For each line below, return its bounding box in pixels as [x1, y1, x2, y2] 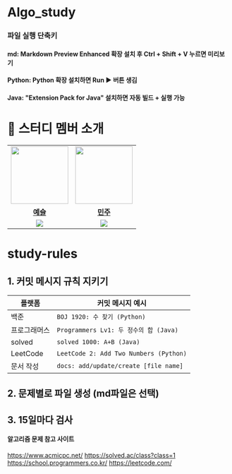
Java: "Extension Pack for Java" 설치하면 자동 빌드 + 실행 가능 [7, 93, 185, 102]
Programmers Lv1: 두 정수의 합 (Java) [56, 326, 178, 334]
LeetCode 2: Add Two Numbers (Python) [56, 349, 187, 357]
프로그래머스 [11, 325, 51, 335]
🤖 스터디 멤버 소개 [7, 121, 104, 137]
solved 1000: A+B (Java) [56, 338, 140, 346]
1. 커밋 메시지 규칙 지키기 [7, 275, 109, 288]
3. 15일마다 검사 [7, 414, 73, 426]
